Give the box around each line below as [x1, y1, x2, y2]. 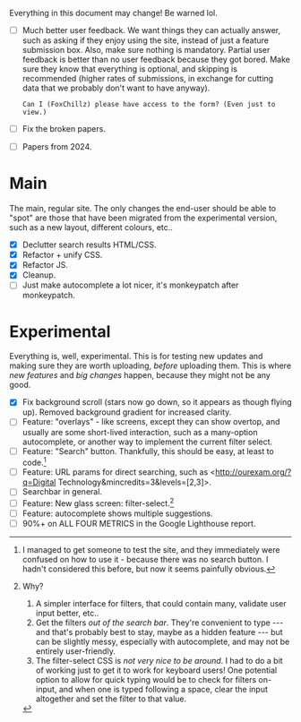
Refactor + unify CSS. [21, 250, 103, 261]
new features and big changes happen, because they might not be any [9, 370, 271, 381]
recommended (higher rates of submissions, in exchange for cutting [21, 73, 274, 84]
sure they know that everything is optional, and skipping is [21, 64, 237, 74]
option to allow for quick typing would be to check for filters [35, 675, 257, 685]
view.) [21, 107, 47, 117]
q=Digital [21, 477, 56, 487]
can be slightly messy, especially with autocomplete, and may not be [35, 636, 290, 648]
